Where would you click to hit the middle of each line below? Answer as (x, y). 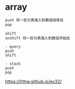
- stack (13, 64)
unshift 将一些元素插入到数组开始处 (37, 38)
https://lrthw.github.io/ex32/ (33, 82)
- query (13, 47)
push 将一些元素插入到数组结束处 (34, 20)
